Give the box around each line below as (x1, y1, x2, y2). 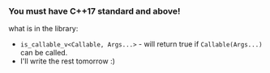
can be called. (19, 48, 68, 58)
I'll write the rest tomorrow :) (19, 56, 116, 66)
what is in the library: (8, 24, 79, 34)
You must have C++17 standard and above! (8, 6, 181, 17)
